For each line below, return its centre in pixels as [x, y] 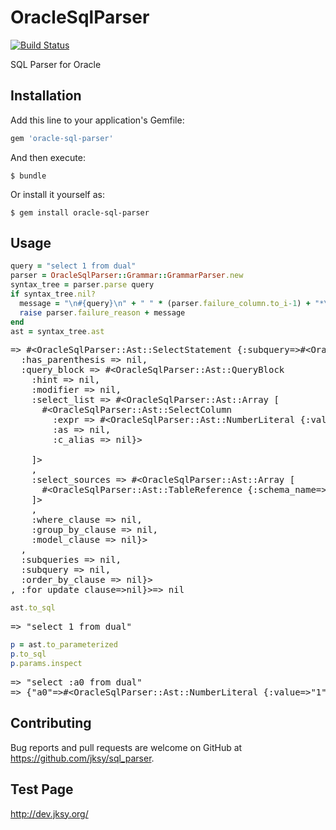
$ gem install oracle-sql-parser [80, 212]
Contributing [51, 723]
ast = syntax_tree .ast [57, 331]
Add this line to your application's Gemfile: [97, 120]
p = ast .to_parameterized [64, 645]
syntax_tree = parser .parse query [82, 285]
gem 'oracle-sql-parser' [62, 138]
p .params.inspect [46, 664]
